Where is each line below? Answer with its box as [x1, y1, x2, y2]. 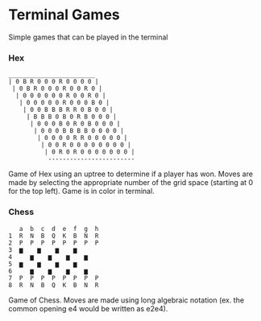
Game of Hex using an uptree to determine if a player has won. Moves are [8, 169, 254, 179]
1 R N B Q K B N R [8, 232, 99, 240]
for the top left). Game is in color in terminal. [8, 187, 155, 196]
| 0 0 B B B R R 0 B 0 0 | [23, 106, 114, 114]
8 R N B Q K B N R [8, 281, 99, 289]
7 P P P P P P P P [8, 274, 99, 282]
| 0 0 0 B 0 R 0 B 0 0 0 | [29, 120, 121, 128]
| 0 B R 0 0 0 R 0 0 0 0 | [8, 78, 99, 86]
